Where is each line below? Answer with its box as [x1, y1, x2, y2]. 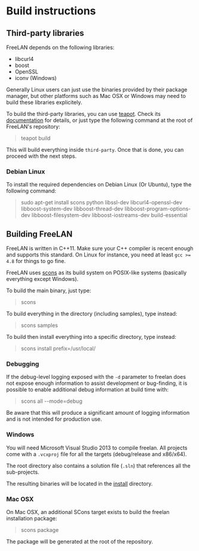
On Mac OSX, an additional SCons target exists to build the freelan [6, 509, 170, 515]
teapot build [20, 134, 51, 142]
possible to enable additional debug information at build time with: [6, 386, 169, 393]
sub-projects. [6, 468, 40, 476]
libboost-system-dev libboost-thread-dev [20, 205, 124, 213]
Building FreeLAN [6, 229, 73, 239]
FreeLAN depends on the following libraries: [6, 44, 115, 51]
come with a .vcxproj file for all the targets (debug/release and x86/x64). [6, 450, 187, 458]
